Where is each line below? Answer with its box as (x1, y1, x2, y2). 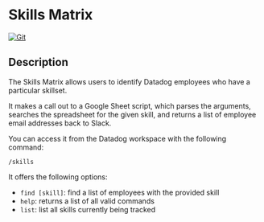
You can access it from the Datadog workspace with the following (8, 134, 227, 143)
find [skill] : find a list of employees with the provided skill (19, 187, 220, 197)
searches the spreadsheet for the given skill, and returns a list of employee (8, 109, 257, 119)
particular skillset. (8, 85, 68, 95)
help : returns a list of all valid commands (19, 195, 155, 206)
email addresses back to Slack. (8, 118, 112, 128)
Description (8, 55, 68, 69)
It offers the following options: (8, 171, 108, 182)
